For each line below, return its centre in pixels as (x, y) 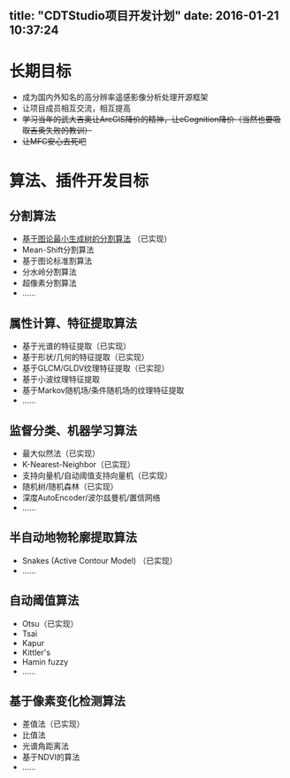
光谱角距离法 (45, 746)
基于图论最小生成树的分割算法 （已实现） (97, 239)
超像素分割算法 (49, 283)
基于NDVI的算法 (51, 757)
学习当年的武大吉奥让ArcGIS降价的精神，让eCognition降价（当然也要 (148, 119)
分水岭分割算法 (49, 272)
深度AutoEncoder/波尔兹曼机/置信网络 (91, 497)
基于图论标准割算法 (57, 261)
